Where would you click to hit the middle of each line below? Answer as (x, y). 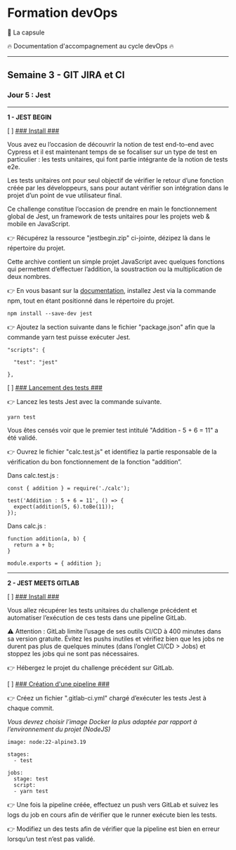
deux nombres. (29, 276)
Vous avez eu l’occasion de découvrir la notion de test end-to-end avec (111, 144)
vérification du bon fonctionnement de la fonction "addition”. (95, 462)
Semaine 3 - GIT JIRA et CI (66, 75)
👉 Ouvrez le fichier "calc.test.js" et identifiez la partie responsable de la (112, 452)
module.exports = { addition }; (54, 563)
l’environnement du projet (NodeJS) (59, 729)
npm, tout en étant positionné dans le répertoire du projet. (91, 301)
